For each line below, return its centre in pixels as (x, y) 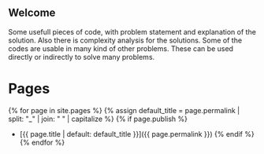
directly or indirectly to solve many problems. (82, 57)
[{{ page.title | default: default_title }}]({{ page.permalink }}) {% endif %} (137, 134)
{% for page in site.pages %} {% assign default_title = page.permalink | (124, 110)
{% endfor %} (42, 142)
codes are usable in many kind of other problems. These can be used (121, 48)
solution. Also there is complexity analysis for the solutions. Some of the (125, 40)
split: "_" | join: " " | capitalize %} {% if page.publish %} (98, 119)
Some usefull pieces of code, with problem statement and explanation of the (132, 31)
